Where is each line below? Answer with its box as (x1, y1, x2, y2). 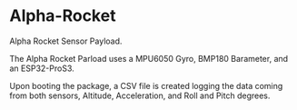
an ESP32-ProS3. (9, 63, 74, 74)
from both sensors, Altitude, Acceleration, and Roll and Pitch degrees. (9, 90, 271, 101)
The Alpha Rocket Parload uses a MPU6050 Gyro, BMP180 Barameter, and (9, 53, 289, 64)
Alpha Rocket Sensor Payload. (9, 35, 123, 46)
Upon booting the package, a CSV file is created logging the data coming (9, 80, 283, 91)
